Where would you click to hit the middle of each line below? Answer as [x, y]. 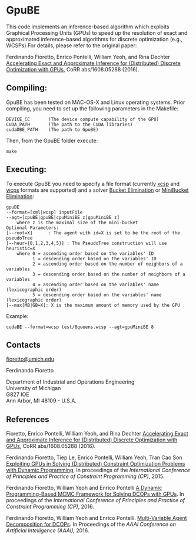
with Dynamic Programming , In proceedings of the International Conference [98, 470]
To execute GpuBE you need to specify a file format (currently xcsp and [93, 184]
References [28, 419]
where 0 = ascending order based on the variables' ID [85, 253]
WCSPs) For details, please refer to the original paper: [72, 45]
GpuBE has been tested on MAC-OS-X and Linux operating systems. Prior [96, 102]
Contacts [24, 345]
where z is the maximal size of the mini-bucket [77, 222]
